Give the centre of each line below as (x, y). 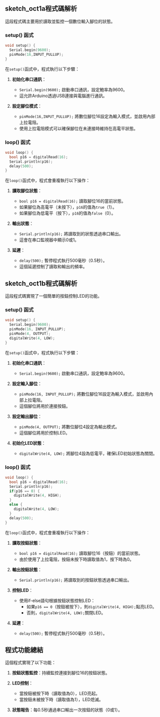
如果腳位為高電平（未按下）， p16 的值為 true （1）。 (68, 207)
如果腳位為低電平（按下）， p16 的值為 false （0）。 (67, 213)
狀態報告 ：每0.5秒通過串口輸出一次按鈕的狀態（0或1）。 (67, 710)
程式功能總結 (24, 650)
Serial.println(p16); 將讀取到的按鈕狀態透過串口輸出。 (75, 580)
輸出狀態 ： (23, 224)
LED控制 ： (22, 683)
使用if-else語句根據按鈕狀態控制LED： (57, 600)
